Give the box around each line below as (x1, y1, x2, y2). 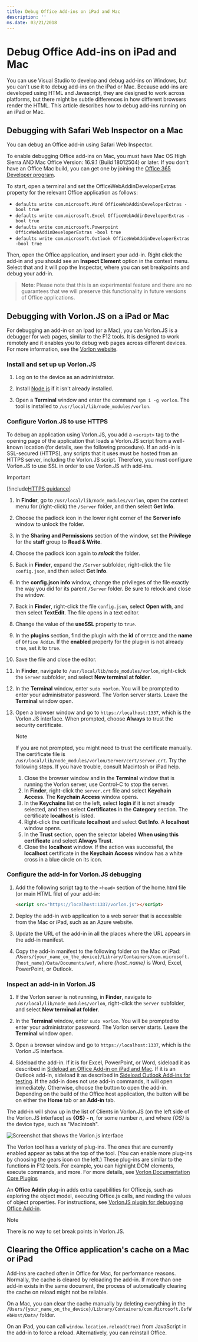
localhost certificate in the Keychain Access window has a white (24, 850, 183, 857)
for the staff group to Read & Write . (15, 538, 102, 545)
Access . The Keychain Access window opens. (24, 793, 138, 800)
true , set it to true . (15, 644, 61, 652)
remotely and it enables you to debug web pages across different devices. (6, 339, 187, 346)
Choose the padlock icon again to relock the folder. (15, 550, 140, 557)
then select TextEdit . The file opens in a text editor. (15, 608, 140, 616)
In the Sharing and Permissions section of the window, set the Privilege (15, 532, 192, 539)
